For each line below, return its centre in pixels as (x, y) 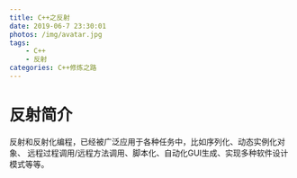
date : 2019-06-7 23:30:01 (58, 26)
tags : (19, 43)
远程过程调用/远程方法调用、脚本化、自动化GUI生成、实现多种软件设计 (157, 153)
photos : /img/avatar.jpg (56, 34)
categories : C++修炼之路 (53, 68)
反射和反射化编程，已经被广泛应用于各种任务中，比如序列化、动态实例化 (143, 141)
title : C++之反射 (40, 18)
